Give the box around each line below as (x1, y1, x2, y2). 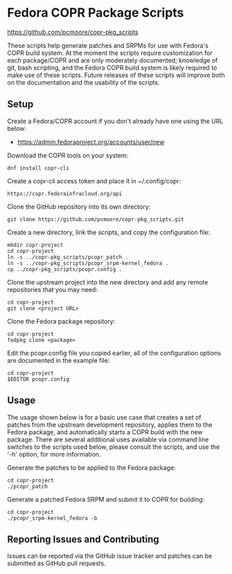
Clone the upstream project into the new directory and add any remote (7, 278, 208, 286)
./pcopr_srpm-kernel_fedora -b (7, 514, 98, 522)
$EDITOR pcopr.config (7, 375, 70, 383)
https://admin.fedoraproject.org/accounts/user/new (17, 138, 165, 146)
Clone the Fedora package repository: (7, 317, 116, 325)
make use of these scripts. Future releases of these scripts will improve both (7, 71, 225, 79)
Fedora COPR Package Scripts (7, 5, 184, 21)
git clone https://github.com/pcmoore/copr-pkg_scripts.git (7, 215, 185, 223)
